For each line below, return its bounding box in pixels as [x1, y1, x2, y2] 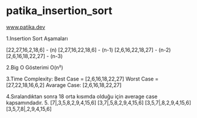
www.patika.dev [6, 23, 45, 31]
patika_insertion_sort [6, 4, 113, 18]
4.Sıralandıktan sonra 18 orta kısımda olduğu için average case [6, 93, 158, 100]
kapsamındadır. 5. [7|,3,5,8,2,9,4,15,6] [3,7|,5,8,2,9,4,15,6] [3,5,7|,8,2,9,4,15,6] [6, 99, 191, 106]
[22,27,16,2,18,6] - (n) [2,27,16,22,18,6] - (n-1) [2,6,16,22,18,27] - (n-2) [6, 46, 171, 53]
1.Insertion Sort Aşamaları [6, 35, 68, 42]
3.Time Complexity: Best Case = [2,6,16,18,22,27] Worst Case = [6, 75, 159, 82]
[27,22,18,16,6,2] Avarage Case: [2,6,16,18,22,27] [6, 81, 122, 89]
